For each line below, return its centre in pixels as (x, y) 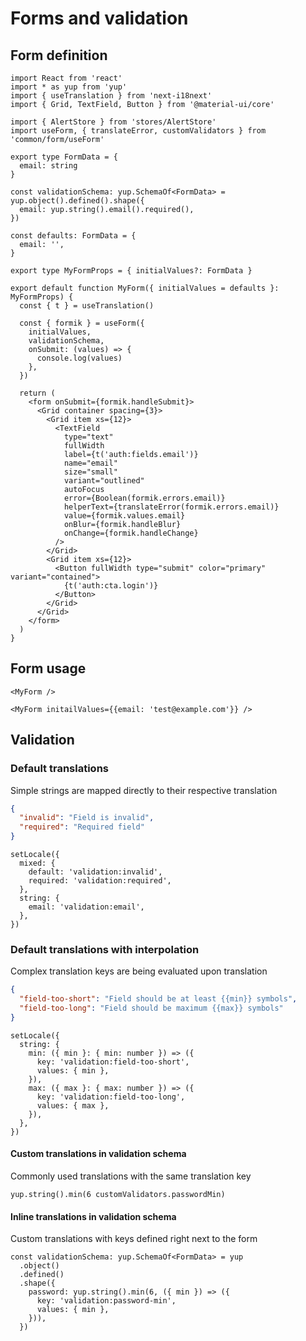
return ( (37, 393)
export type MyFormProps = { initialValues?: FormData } (131, 271)
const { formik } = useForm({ (82, 323)
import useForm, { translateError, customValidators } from (138, 131)
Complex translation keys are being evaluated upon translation (139, 971)
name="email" (90, 463)
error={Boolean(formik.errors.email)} (144, 498)
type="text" (88, 437)
